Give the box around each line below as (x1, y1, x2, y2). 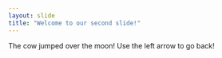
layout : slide (8, 11, 56, 20)
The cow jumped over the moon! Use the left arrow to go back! (8, 41, 215, 50)
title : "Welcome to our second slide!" (8, 19, 141, 27)
